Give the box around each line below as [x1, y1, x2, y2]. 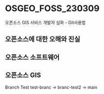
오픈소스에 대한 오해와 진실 [5, 35, 80, 44]
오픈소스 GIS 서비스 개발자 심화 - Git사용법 [5, 19, 86, 25]
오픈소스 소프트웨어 [5, 53, 60, 61]
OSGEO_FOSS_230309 [5, 3, 100, 14]
